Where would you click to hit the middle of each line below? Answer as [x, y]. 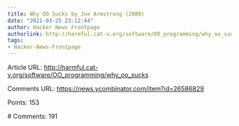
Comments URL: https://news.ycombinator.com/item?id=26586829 [106, 89]
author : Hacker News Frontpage [54, 27]
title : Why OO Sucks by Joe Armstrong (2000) [76, 14]
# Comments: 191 [33, 116]
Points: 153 [23, 103]
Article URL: [25, 67]
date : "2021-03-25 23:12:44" [51, 21]
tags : [15, 41]
